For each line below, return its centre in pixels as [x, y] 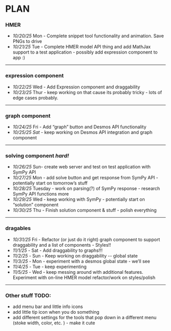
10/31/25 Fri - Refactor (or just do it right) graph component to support [86, 239]
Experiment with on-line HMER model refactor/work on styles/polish [84, 277]
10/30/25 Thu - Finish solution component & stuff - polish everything [84, 210]
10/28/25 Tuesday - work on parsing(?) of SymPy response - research [86, 188]
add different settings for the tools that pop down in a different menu [84, 317]
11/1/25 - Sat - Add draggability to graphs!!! [58, 250]
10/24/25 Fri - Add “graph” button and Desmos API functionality [79, 127]
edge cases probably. [35, 98]
